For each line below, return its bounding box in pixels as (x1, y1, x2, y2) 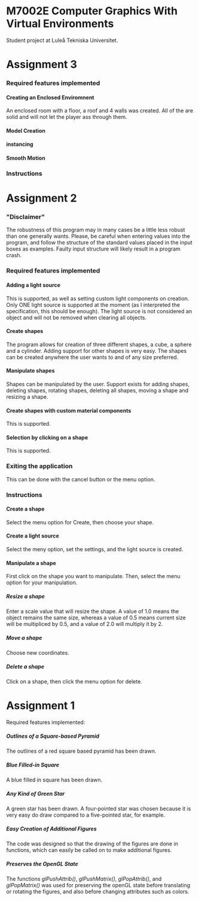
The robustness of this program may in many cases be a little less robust (6, 226, 185, 234)
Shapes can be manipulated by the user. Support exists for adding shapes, (6, 380, 190, 387)
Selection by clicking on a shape (6, 433, 88, 441)
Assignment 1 (6, 699, 75, 713)
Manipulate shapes (6, 367, 55, 374)
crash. (6, 252, 22, 259)
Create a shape (6, 505, 45, 512)
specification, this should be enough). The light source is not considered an (6, 307, 192, 314)
